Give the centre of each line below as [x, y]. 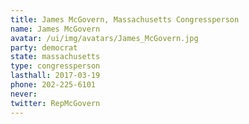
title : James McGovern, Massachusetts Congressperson [125, 19]
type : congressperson [55, 66]
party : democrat [44, 47]
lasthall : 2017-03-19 [55, 76]
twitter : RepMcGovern [55, 103]
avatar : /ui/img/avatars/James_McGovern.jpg [104, 38]
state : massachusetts [55, 57]
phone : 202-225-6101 [53, 85]
